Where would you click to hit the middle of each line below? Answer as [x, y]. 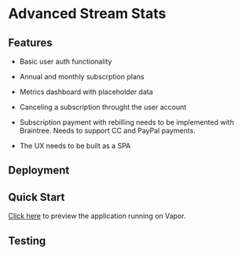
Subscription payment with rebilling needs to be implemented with [126, 122]
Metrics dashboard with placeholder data [86, 92]
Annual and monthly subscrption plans [82, 76]
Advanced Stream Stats [87, 14]
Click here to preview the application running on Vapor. [97, 216]
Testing [27, 240]
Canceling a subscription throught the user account [103, 107]
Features [30, 43]
